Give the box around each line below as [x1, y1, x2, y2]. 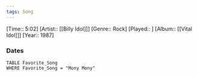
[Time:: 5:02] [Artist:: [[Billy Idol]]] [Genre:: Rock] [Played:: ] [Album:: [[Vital [6, 25, 193, 32]
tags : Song [6, 8, 34, 15]
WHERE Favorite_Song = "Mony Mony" [6, 65, 96, 71]
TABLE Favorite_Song [6, 60, 58, 66]
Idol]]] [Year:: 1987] [6, 31, 54, 39]
